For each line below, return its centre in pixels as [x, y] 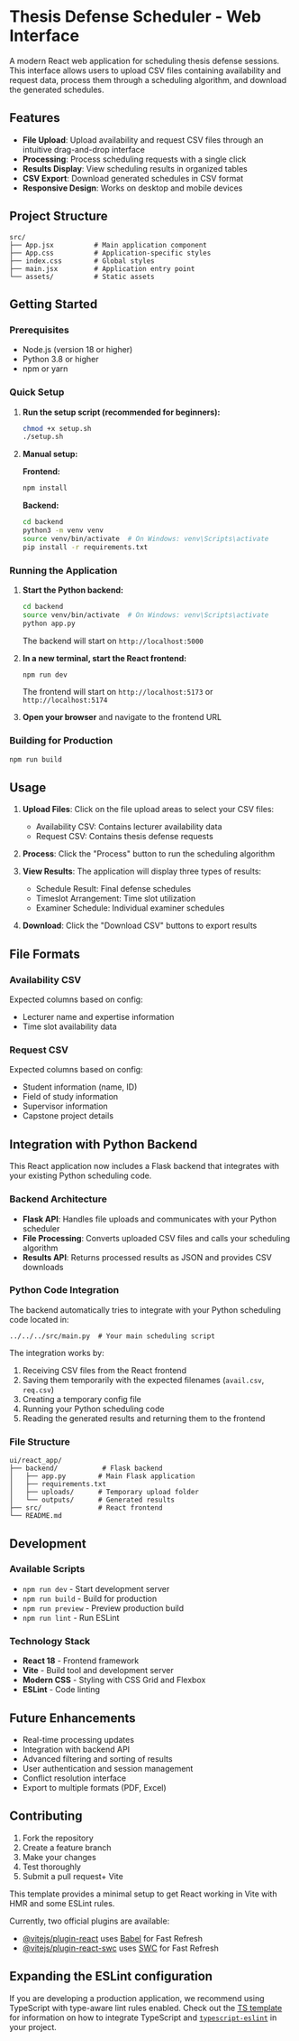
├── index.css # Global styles [82, 261]
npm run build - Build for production [90, 1598]
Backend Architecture [59, 1199]
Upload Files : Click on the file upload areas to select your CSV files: [148, 810]
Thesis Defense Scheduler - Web [135, 17]
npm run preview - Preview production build [103, 1608]
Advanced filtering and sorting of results [97, 1758]
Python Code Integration [64, 1290]
